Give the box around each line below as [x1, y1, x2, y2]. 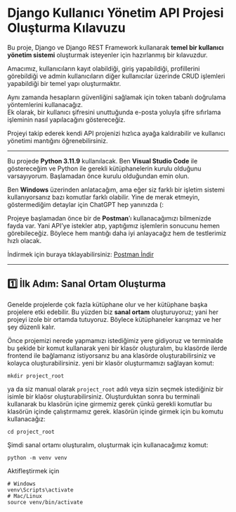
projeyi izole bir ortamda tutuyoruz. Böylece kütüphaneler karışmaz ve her [7, 315, 221, 323]
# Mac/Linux [7, 492, 42, 499]
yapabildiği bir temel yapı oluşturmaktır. [7, 79, 122, 87]
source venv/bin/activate [7, 499, 83, 506]
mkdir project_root [7, 372, 65, 380]
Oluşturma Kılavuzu [7, 20, 126, 36]
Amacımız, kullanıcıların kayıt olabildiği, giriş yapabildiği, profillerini [7, 64, 200, 73]
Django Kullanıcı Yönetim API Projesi [7, 5, 224, 21]
